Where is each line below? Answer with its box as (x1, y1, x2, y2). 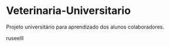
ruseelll (6, 34, 24, 41)
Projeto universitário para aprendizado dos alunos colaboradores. (6, 23, 165, 30)
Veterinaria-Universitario (6, 4, 131, 17)
